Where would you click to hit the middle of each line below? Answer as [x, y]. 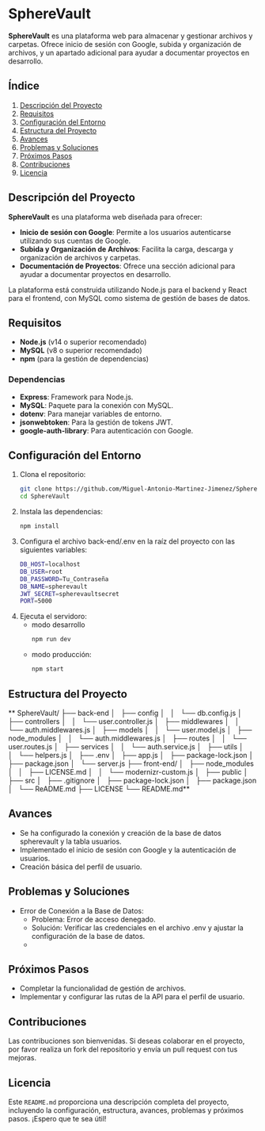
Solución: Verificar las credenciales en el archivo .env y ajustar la [137, 927]
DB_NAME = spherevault [53, 587]
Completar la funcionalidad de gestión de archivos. [103, 988]
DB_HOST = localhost [50, 564]
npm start [48, 669]
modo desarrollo [58, 625]
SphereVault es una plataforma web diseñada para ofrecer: [106, 217]
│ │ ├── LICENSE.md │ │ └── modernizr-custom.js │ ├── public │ [128, 771]
